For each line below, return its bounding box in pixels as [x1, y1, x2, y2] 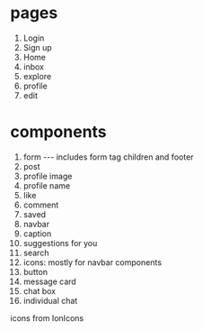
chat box [22, 285, 57, 296]
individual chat [22, 295, 78, 306]
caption [22, 228, 52, 239]
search [22, 247, 49, 258]
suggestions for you [22, 237, 98, 248]
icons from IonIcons [10, 312, 84, 323]
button [22, 266, 49, 277]
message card [22, 276, 77, 287]
